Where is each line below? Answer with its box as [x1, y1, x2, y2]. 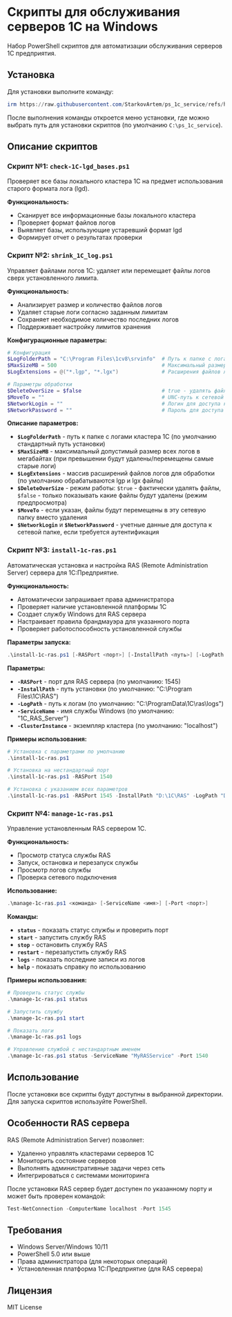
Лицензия [7, 1285, 52, 1296]
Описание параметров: [7, 419, 79, 427]
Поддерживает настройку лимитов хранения [17, 322, 151, 330]
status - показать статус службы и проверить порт [17, 926, 169, 934]
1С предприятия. [7, 49, 57, 57]
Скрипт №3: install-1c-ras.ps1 [7, 545, 117, 555]
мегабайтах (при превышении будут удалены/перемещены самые [17, 454, 214, 463]
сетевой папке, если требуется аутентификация [17, 528, 159, 536]
